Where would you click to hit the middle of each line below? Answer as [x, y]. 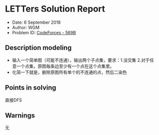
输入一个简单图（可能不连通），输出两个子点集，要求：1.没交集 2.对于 [81, 60]
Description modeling [38, 48]
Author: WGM [26, 27]
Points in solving [31, 88]
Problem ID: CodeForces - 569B [44, 32]
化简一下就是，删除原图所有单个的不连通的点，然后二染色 [69, 72]
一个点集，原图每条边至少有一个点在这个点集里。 [65, 66]
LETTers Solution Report [55, 9]
